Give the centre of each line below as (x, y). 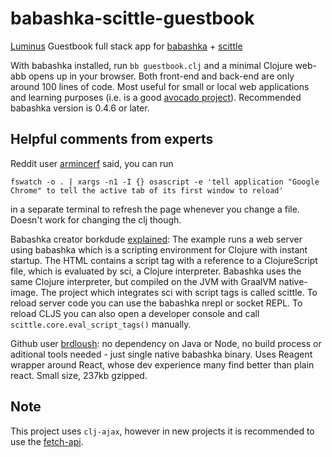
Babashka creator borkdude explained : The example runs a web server (156, 239)
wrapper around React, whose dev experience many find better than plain (162, 364)
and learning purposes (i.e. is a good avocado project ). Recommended (156, 97)
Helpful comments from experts (112, 139)
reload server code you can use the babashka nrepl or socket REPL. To (156, 303)
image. (24, 292)
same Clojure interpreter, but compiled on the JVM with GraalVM (143, 281)
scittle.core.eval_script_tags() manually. (101, 324)
